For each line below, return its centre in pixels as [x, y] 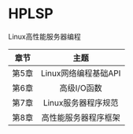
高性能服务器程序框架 [81, 117]
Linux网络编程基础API [81, 73]
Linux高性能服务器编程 [44, 36]
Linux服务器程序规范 [81, 102]
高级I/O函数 [81, 87]
